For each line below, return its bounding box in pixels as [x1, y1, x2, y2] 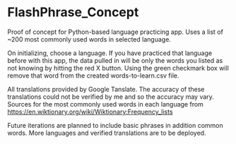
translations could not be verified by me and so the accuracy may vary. [7, 92, 214, 101]
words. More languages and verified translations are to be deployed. [7, 128, 206, 137]
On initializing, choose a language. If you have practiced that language [7, 49, 213, 57]
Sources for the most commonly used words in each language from [7, 100, 203, 108]
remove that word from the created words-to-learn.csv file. [7, 71, 179, 80]
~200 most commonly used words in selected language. [7, 35, 172, 43]
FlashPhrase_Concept [7, 4, 139, 20]
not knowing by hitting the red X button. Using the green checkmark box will [7, 64, 230, 72]
